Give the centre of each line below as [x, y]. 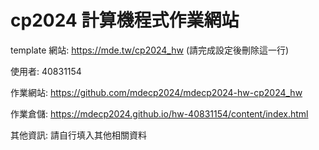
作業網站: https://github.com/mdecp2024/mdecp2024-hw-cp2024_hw [156, 92]
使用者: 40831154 [46, 71]
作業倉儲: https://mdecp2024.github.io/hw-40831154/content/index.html [159, 113]
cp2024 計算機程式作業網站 [125, 20]
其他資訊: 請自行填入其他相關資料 [78, 135]
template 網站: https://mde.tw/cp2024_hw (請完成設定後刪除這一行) [150, 50]
